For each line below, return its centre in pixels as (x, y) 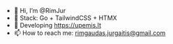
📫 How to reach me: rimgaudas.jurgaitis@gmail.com (90, 33)
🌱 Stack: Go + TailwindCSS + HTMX (65, 18)
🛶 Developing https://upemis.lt (58, 25)
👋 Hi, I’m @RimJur (40, 11)
